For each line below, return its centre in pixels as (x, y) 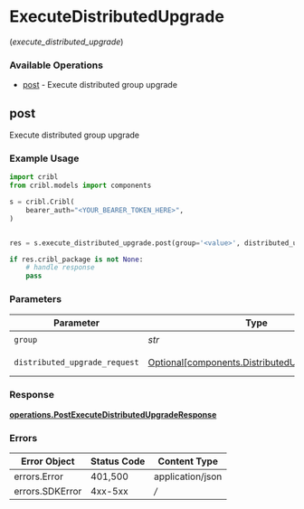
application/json (188, 476)
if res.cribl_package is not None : (76, 259)
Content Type (188, 461)
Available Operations (57, 65)
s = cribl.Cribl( (42, 202)
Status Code (118, 461)
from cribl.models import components (81, 186)
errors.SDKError (48, 492)
